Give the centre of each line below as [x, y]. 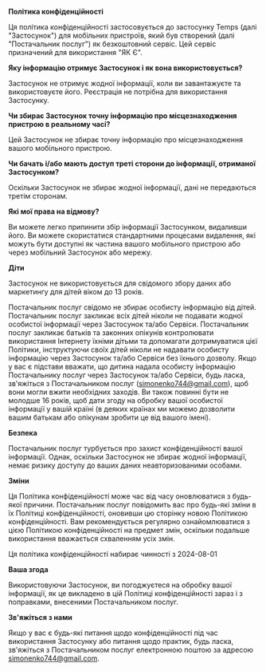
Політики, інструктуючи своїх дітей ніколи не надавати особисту [119, 349]
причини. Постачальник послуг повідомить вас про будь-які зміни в [140, 505]
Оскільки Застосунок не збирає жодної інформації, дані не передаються [132, 187]
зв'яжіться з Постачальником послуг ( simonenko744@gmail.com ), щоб [129, 383]
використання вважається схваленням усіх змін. [92, 539]
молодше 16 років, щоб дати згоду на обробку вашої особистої [115, 401]
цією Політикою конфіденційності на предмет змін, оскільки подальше [129, 530]
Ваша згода [29, 569]
